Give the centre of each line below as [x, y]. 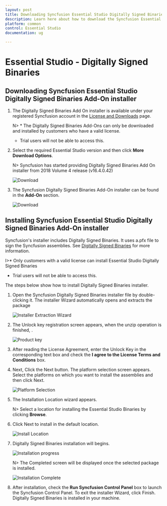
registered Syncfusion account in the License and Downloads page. [82, 116]
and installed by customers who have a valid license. [66, 131]
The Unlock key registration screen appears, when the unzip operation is [87, 325]
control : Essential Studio [33, 28]
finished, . [23, 330]
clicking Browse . [30, 414]
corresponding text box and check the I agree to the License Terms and [86, 354]
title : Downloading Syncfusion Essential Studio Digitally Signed [75, 14]
